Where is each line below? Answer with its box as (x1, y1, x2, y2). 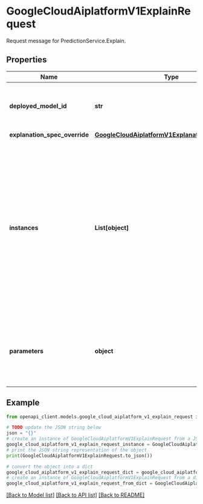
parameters (9, 347, 43, 355)
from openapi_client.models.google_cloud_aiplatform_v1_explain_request (6, 413, 193, 420)
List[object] (94, 223, 129, 232)
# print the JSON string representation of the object (6, 447, 147, 453)
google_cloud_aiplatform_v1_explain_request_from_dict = (6, 480, 153, 486)
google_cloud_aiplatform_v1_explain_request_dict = (6, 469, 139, 476)
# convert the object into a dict (6, 463, 94, 470)
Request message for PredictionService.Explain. (6, 37, 126, 44)
